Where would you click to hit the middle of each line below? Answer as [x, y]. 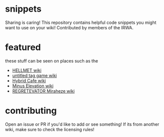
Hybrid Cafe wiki [29, 80]
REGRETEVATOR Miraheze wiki [43, 91]
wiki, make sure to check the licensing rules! [50, 129]
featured [23, 48]
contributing [31, 111]
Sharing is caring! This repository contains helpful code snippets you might [81, 22]
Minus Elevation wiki [33, 86]
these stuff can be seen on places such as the [52, 61]
